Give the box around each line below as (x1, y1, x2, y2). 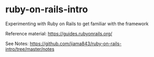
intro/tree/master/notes (5, 46, 55, 52)
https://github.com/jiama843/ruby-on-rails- (30, 40, 122, 47)
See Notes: (5, 40, 29, 47)
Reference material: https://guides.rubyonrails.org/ (5, 30, 112, 36)
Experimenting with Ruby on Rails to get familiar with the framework (5, 21, 149, 27)
